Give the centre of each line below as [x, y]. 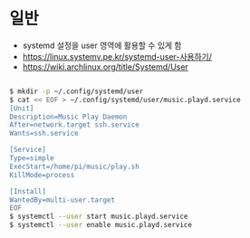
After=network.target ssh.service [75, 125]
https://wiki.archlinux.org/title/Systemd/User [105, 67]
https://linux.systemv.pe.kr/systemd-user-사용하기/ [117, 56]
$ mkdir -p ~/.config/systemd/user [77, 91]
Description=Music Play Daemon [68, 117]
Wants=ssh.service [44, 133]
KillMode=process [42, 175]
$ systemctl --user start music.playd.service [99, 217]
